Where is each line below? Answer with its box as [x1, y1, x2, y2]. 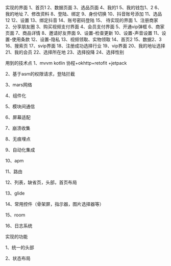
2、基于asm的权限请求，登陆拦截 [5, 71, 76, 77]
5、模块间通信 [5, 104, 35, 109]
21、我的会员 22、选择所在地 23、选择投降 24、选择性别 [5, 49, 124, 55]
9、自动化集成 [5, 147, 35, 153]
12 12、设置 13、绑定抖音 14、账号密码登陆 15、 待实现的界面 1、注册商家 [5, 17, 158, 23]
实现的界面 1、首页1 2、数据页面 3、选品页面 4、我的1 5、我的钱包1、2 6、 [5, 5, 162, 10]
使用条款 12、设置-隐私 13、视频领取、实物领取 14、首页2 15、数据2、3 [12, 36, 162, 42]
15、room [5, 212, 26, 218]
